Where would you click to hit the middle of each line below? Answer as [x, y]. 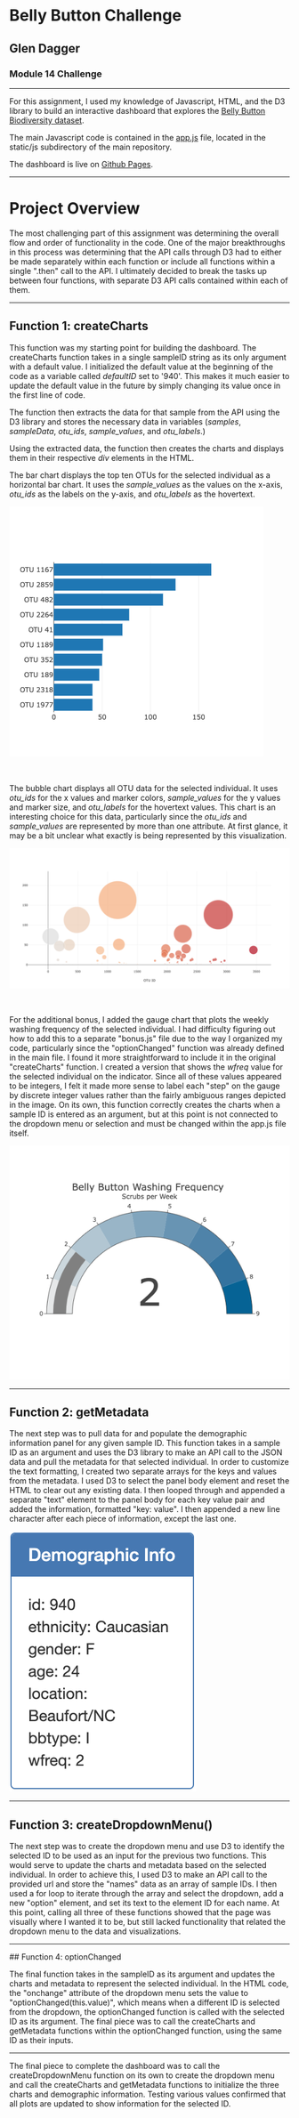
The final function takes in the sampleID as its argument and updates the [142, 1974]
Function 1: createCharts [79, 326]
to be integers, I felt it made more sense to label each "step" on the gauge [145, 1086]
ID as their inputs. [41, 2041]
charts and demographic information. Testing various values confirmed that [148, 2094]
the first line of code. [48, 395]
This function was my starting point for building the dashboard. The [133, 347]
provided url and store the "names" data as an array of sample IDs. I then [143, 1884]
